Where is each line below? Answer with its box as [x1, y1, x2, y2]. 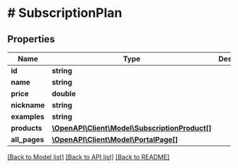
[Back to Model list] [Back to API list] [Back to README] [7, 153, 170, 161]
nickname [11, 100, 45, 110]
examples [11, 112, 45, 121]
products [11, 124, 42, 133]
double [52, 89, 76, 98]
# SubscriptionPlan [7, 5, 123, 21]
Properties [7, 33, 55, 45]
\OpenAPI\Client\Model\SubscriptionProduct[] [52, 124, 212, 133]
